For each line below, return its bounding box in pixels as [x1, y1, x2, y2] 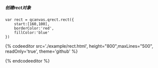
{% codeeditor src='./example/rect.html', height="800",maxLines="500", [5, 43, 154, 49]
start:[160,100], [14, 21, 50, 27]
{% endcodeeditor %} [5, 58, 50, 64]
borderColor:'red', [14, 26, 54, 31]
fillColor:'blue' [14, 30, 50, 35]
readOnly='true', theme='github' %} [5, 48, 78, 54]
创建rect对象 [5, 4, 31, 10]
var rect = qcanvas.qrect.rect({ [5, 17, 74, 22]
